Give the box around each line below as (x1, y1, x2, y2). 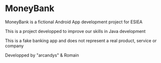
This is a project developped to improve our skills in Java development (5, 28, 146, 34)
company (5, 43, 24, 48)
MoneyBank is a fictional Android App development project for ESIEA (5, 19, 143, 25)
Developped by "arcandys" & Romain (5, 52, 79, 58)
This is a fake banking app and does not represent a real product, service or (5, 37, 157, 44)
